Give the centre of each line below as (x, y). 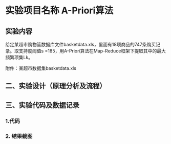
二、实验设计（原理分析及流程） (56, 86)
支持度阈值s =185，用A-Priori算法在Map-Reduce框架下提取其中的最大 (92, 51)
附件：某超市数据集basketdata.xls (41, 68)
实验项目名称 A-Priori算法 (59, 11)
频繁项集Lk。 (19, 57)
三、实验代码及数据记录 (42, 105)
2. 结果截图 (19, 136)
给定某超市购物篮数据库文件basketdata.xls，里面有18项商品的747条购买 (81, 44)
